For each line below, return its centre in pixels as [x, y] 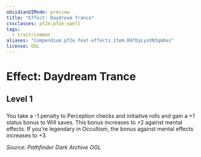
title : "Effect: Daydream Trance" [51, 18]
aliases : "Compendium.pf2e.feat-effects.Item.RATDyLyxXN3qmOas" [90, 40]
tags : [13, 29]
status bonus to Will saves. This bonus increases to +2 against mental [94, 123]
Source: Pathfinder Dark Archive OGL [54, 147]
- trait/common [31, 35]
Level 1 [20, 99]
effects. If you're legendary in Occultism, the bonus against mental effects [100, 129]
